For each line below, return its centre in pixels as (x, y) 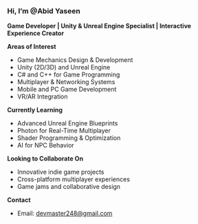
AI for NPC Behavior (45, 145)
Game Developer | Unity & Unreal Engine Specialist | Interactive (99, 26)
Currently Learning (35, 110)
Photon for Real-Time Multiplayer (64, 131)
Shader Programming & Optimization (69, 138)
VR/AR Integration (42, 96)
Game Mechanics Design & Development (75, 60)
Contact (19, 200)
